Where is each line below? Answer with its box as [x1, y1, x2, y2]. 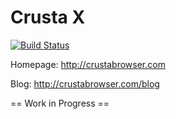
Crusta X [10, 6, 86, 29]
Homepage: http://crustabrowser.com [10, 58, 166, 70]
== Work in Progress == [10, 97, 110, 109]
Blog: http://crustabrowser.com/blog [10, 77, 160, 90]
